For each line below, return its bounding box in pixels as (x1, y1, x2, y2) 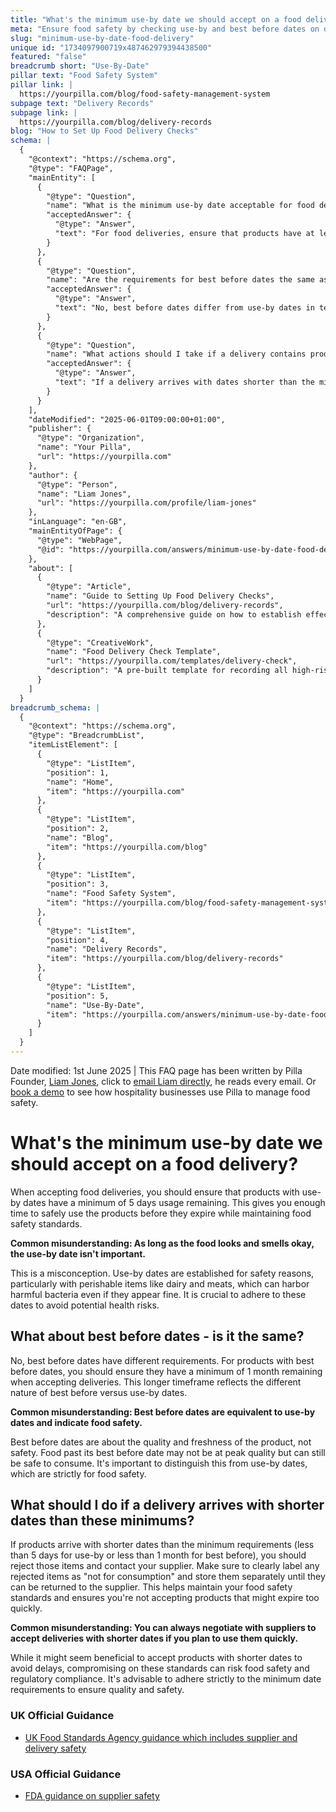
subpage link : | (10, 107, 78, 118)
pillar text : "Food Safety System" (10, 71, 159, 81)
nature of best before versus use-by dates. (10, 1386, 188, 1398)
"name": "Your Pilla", (36, 442, 132, 453)
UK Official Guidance (10, 1709, 115, 1723)
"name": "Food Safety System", (46, 889, 177, 899)
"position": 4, (46, 935, 110, 945)
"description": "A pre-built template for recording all (46, 666, 288, 676)
